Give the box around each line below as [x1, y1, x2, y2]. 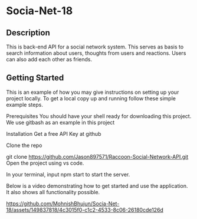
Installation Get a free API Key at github [6, 130, 101, 137]
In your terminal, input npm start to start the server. [6, 171, 130, 178]
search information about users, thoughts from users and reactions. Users [6, 50, 186, 57]
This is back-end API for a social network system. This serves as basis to [6, 43, 184, 50]
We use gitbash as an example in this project [6, 119, 115, 126]
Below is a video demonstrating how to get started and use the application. [6, 182, 188, 189]
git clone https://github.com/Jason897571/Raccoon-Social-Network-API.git [6, 153, 189, 160]
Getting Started [6, 73, 64, 83]
